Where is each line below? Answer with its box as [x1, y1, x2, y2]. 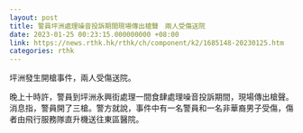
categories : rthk [9, 47, 75, 56]
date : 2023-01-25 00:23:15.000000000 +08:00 [9, 30, 179, 39]
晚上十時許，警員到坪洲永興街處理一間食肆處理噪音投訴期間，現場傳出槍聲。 [9, 92, 294, 102]
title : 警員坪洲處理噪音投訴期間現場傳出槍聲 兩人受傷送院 [9, 22, 206, 31]
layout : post [9, 13, 59, 22]
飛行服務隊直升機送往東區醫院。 [24, 114, 144, 125]
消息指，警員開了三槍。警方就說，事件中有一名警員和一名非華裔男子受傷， [9, 102, 286, 113]
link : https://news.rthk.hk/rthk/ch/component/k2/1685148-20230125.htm [9, 38, 284, 48]
